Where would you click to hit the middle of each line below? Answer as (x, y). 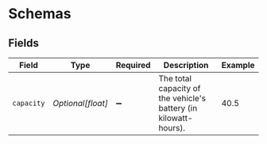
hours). (172, 128)
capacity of (180, 88)
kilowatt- (176, 118)
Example (238, 65)
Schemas (40, 14)
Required (133, 65)
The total (175, 78)
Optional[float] (81, 103)
